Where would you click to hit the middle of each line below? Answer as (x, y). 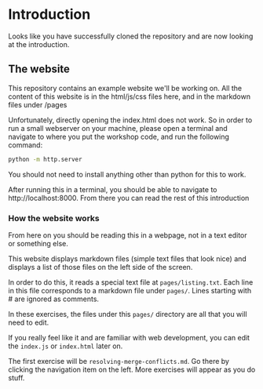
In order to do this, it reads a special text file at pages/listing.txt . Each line (131, 282)
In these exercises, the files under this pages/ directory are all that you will (128, 314)
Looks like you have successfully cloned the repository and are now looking (131, 36)
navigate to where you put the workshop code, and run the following (119, 136)
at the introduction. (39, 44)
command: (26, 145)
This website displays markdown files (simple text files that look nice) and (128, 258)
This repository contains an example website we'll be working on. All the (125, 88)
